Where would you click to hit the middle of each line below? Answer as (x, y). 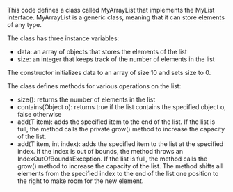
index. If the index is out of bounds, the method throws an (100, 151)
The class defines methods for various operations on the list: (94, 86)
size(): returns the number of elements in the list (86, 99)
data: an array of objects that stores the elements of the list (102, 52)
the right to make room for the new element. (80, 181)
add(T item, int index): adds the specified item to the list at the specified (120, 144)
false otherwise (39, 114)
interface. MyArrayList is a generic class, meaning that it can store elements (116, 17)
